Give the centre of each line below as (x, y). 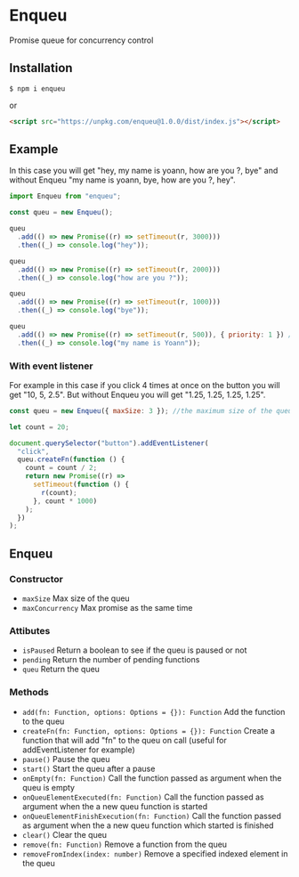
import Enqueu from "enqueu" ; (65, 197)
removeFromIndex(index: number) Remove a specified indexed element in (155, 853)
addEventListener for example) (78, 750)
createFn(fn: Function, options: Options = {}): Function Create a (149, 730)
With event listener (51, 366)
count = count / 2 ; (61, 468)
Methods (29, 693)
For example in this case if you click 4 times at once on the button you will (145, 385)
